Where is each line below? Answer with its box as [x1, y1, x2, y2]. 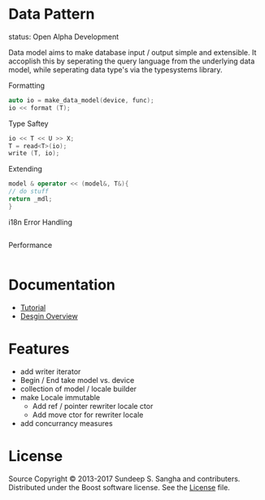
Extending [8, 164, 43, 174]
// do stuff [8, 188, 49, 196]
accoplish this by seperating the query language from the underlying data [8, 56, 255, 66]
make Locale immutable [20, 392, 101, 402]
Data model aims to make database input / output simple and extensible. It [8, 47, 257, 57]
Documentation [8, 276, 116, 293]
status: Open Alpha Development [8, 32, 119, 41]
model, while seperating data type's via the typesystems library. [8, 64, 223, 74]
